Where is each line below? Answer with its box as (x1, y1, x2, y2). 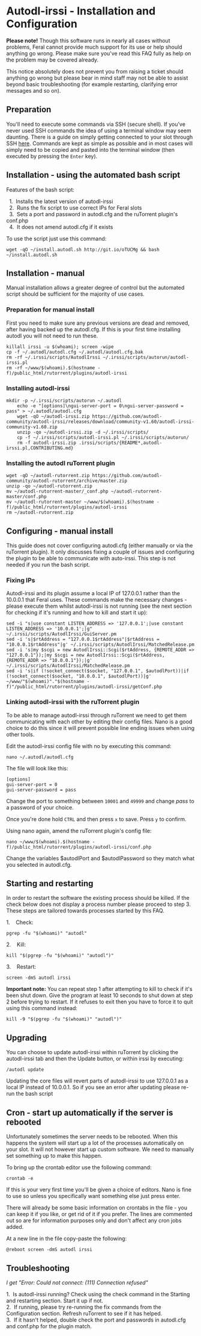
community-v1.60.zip (6, 423, 58, 430)
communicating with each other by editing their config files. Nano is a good (6, 718, 193, 725)
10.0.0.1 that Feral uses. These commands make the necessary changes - (6, 596, 187, 604)
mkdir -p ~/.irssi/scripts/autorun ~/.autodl (6, 398, 122, 404)
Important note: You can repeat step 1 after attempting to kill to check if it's (6, 985, 193, 993)
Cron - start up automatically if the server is (6, 1107, 173, 1118)
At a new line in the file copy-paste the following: (6, 1235, 127, 1242)
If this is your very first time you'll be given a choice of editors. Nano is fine (6, 1186, 192, 1193)
